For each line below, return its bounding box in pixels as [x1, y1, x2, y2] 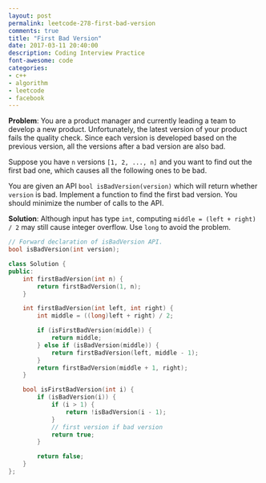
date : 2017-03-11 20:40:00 [8, 42, 99, 50]
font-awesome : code [8, 57, 74, 65]
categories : [8, 64, 48, 72]
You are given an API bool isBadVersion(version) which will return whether [8, 182, 258, 191]
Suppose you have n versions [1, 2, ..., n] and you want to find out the [8, 158, 252, 167]
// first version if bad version [50, 423, 163, 431]
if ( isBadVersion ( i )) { [37, 393, 116, 402]
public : [8, 267, 34, 276]
